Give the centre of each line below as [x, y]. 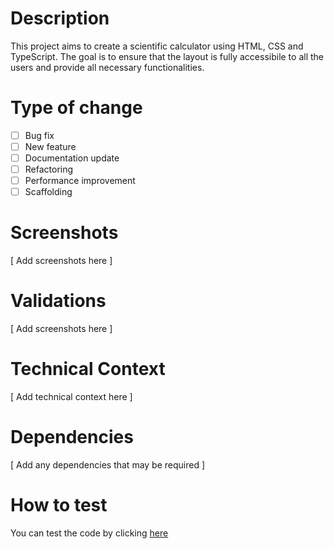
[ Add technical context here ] [71, 397]
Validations [58, 301]
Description [60, 18]
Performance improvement [80, 181]
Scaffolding [48, 192]
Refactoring [49, 169]
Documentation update [72, 158]
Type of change [76, 108]
